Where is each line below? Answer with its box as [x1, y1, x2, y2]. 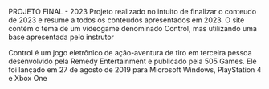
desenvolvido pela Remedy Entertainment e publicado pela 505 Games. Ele [8, 56, 257, 66]
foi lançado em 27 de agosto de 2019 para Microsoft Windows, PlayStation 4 [8, 65, 262, 75]
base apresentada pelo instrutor [8, 32, 115, 42]
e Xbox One [8, 74, 48, 83]
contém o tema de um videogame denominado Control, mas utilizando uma [8, 24, 257, 33]
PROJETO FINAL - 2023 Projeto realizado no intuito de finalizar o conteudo [8, 7, 257, 16]
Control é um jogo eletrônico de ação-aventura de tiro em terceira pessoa [8, 48, 252, 57]
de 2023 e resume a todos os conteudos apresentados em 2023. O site [8, 15, 245, 25]
